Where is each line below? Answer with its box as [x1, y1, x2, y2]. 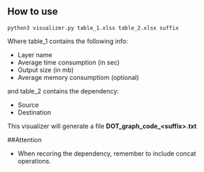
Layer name [17, 50, 52, 59]
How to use [7, 6, 58, 18]
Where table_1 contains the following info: [7, 37, 129, 45]
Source [17, 101, 39, 109]
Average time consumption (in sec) [17, 58, 120, 67]
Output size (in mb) [17, 65, 74, 74]
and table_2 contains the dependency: [7, 86, 119, 95]
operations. [17, 156, 52, 165]
